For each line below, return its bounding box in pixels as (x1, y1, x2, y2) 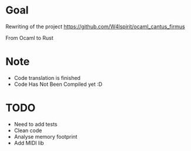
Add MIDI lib (14, 139, 45, 146)
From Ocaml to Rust (5, 34, 53, 41)
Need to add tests (14, 120, 58, 127)
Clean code (14, 127, 42, 134)
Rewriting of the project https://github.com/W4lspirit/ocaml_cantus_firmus (5, 23, 186, 30)
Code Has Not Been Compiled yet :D (14, 80, 103, 88)
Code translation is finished (14, 74, 81, 81)
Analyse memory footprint (14, 133, 78, 140)
